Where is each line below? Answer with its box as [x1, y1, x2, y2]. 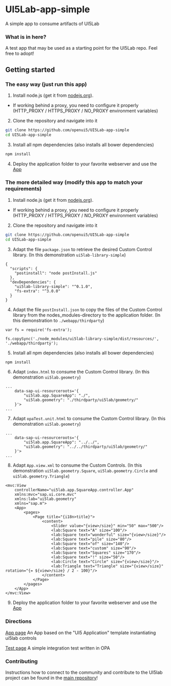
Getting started [5, 65, 55, 74]
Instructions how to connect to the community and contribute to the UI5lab [5, 670, 163, 676]
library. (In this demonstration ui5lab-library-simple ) [12, 252, 126, 258]
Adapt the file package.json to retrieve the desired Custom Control [12, 246, 153, 252]
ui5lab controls [5, 635, 37, 641]
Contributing [5, 657, 38, 664]
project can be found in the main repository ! [5, 675, 98, 681]
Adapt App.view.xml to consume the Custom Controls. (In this [12, 462, 142, 468]
